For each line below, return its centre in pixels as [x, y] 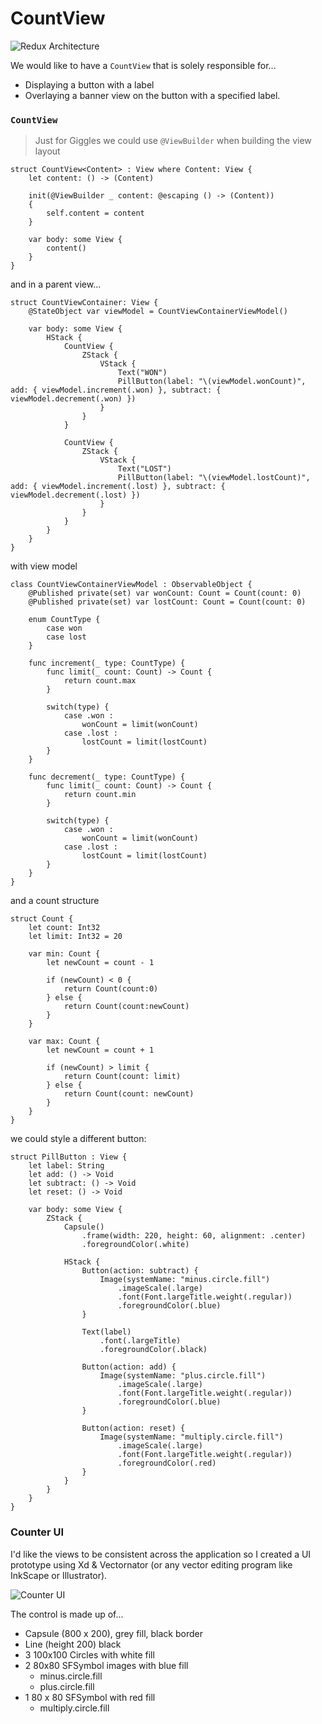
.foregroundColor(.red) [167, 1463]
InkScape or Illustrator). [59, 1575]
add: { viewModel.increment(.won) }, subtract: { [116, 390]
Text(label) [106, 1332]
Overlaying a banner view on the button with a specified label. [152, 95]
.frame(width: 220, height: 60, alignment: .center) [194, 1236]
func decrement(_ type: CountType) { [107, 777]
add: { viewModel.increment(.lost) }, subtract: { [118, 487]
